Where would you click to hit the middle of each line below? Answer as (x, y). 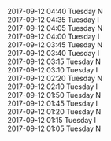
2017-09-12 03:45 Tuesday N (55, 45)
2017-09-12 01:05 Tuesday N (54, 128)
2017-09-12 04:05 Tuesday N (55, 28)
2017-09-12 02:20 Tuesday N (55, 78)
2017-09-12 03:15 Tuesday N (54, 61)
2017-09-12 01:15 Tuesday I (52, 120)
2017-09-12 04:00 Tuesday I (54, 36)
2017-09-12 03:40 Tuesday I (54, 53)
